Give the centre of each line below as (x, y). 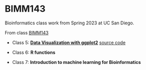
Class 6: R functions (34, 52)
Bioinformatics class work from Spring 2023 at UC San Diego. (69, 23)
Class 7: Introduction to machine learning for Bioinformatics (76, 62)
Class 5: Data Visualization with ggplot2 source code (69, 42)
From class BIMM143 (27, 32)
